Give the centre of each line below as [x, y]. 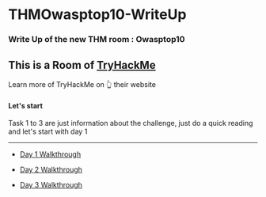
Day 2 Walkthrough [51, 170]
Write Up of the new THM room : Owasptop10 [97, 40]
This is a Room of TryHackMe [82, 65]
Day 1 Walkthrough [50, 154]
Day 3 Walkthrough [51, 185]
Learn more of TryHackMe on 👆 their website [82, 84]
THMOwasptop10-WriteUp [97, 15]
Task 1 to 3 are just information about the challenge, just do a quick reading [131, 123]
